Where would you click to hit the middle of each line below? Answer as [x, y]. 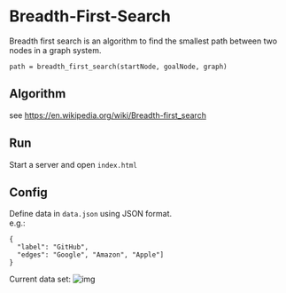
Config [28, 192]
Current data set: [40, 279]
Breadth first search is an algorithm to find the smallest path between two [143, 41]
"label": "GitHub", [53, 247]
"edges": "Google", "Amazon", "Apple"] [91, 255]
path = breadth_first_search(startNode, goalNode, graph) [118, 67]
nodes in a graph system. [55, 50]
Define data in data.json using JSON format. [91, 214]
